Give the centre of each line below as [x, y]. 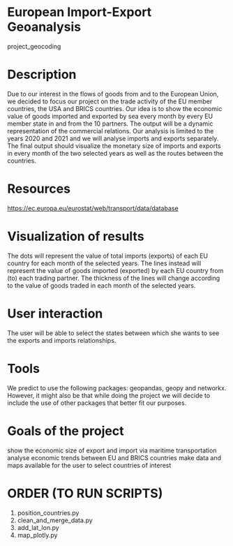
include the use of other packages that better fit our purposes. [97, 403]
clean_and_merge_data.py [55, 520]
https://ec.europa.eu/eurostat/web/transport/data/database [93, 208]
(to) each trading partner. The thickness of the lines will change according [114, 278]
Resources [39, 189]
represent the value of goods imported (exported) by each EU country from [115, 270]
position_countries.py [48, 512]
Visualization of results [76, 236]
